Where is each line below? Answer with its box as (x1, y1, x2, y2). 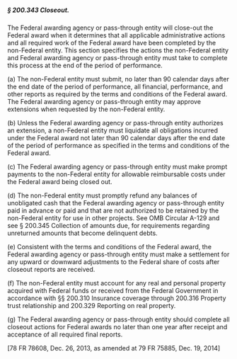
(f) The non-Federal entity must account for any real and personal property (7, 278, 226, 287)
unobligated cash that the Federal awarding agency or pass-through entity (7, 198, 224, 207)
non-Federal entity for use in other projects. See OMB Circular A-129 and (7, 213, 220, 222)
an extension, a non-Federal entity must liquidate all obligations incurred (7, 126, 218, 135)
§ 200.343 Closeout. (7, 6, 69, 14)
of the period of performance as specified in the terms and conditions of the (7, 141, 230, 149)
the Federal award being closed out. (7, 177, 112, 186)
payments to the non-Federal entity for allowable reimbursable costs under (7, 170, 226, 178)
